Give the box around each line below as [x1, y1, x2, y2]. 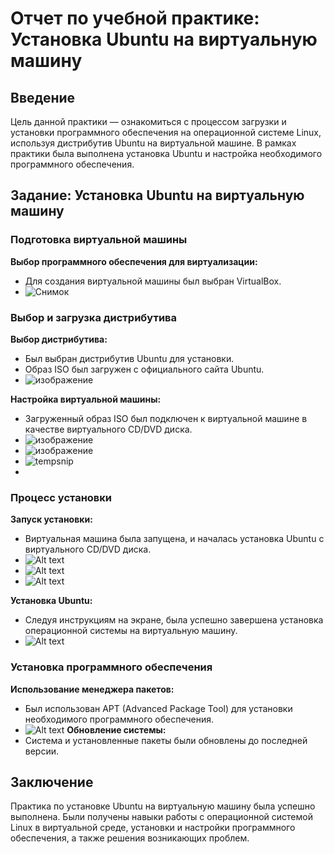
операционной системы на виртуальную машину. [24, 625, 238, 637]
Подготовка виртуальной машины [10, 233, 188, 247]
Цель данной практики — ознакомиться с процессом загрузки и [10, 116, 287, 127]
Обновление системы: [66, 723, 167, 736]
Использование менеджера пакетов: [10, 683, 175, 695]
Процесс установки [10, 490, 112, 504]
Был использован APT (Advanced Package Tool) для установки [24, 702, 293, 714]
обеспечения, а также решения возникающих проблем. [10, 832, 250, 844]
